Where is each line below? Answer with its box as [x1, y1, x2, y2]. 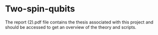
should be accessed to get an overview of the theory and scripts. [5, 24, 136, 30]
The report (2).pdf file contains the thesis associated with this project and [5, 19, 154, 25]
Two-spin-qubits [5, 3, 75, 14]
